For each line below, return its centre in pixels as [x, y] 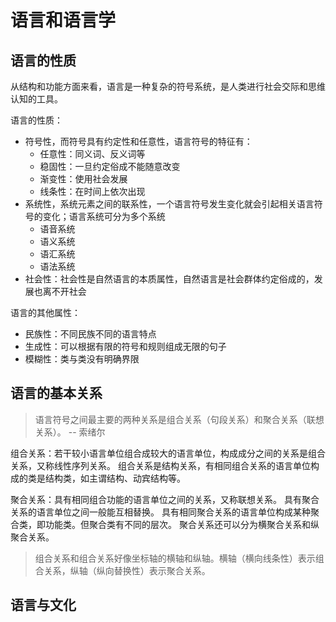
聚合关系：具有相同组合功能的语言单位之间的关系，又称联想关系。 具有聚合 [165, 499]
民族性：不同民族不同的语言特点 [90, 334]
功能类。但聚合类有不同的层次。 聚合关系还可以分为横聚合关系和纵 [182, 524]
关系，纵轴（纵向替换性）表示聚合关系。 [127, 570]
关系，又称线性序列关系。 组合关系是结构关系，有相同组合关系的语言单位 [160, 465]
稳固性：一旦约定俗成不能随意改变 [110, 166]
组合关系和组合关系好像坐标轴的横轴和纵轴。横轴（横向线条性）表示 [175, 558]
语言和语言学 [63, 20]
